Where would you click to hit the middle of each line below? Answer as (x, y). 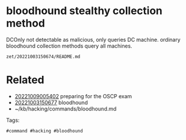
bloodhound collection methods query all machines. (69, 46)
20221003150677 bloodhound (51, 102)
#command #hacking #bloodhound (45, 131)
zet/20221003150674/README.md (43, 56)
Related (25, 80)
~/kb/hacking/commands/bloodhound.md (66, 109)
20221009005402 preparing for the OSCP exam (73, 96)
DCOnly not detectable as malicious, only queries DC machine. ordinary (93, 39)
